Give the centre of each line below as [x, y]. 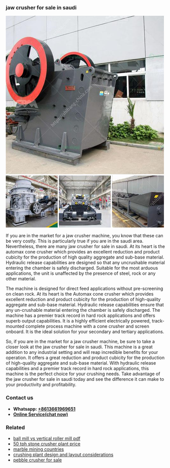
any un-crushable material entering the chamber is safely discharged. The [83, 310]
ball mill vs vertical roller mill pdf [47, 438]
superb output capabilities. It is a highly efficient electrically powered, [78, 321]
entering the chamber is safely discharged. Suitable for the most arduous [82, 268]
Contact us [19, 398]
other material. [21, 279]
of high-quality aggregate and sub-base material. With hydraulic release [81, 363]
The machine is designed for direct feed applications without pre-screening [84, 289]
